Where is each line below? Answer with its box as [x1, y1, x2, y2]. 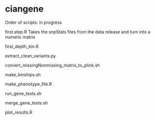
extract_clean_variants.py [5, 52, 56, 59]
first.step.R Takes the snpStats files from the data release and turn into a [5, 29, 151, 34]
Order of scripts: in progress [5, 19, 62, 25]
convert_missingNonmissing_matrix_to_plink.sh [5, 62, 100, 68]
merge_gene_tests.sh [5, 100, 48, 105]
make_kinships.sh [5, 71, 41, 77]
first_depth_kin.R [5, 43, 39, 49]
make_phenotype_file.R [5, 81, 52, 87]
